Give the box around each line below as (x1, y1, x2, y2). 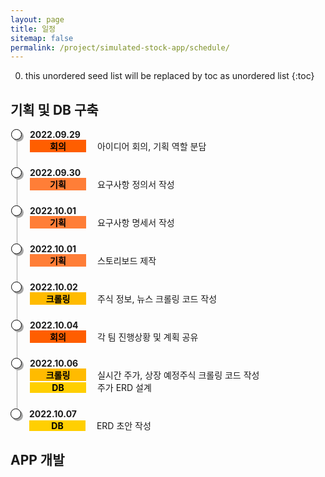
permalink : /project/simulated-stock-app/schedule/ (10, 42, 230, 53)
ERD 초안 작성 (96, 420, 152, 432)
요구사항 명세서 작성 (96, 217, 175, 229)
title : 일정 (10, 24, 57, 34)
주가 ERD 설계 (96, 382, 152, 394)
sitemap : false (10, 33, 74, 43)
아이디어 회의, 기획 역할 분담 (96, 141, 207, 153)
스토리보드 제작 (96, 255, 157, 267)
